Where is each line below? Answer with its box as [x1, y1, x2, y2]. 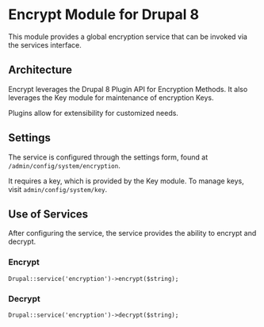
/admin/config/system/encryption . [8, 160, 121, 170]
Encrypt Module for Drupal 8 [8, 6, 200, 24]
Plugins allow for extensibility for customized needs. [8, 108, 178, 117]
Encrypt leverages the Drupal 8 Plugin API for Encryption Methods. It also [8, 84, 248, 94]
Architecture [8, 63, 73, 77]
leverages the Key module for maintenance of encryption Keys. [8, 93, 214, 102]
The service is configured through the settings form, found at [8, 152, 209, 162]
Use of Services [8, 207, 89, 221]
